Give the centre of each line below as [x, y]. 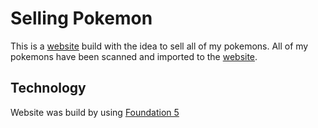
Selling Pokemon [81, 18]
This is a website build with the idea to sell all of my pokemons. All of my [159, 46]
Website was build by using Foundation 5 [95, 112]
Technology [48, 88]
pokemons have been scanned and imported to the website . [134, 56]
